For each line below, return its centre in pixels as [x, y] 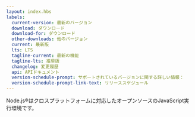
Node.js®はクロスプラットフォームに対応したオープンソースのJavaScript [95, 100]
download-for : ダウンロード [43, 34]
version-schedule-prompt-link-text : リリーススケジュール [80, 83]
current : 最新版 [30, 45]
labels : [16, 17]
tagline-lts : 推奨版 [36, 61]
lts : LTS [22, 50]
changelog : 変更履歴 [35, 66]
